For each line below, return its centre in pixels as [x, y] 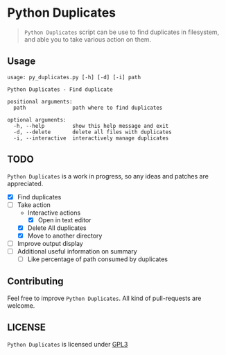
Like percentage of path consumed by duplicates [98, 259]
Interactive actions [54, 213]
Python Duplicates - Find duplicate [60, 89]
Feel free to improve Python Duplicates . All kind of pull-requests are [104, 298]
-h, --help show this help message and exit [91, 126]
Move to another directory [65, 236]
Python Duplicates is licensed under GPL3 [68, 344]
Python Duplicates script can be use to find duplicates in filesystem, [122, 32]
